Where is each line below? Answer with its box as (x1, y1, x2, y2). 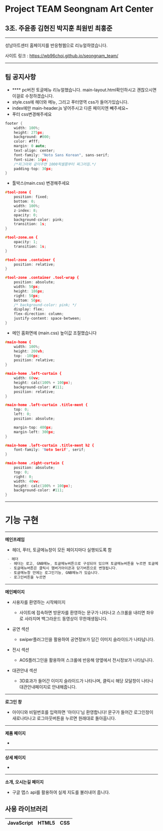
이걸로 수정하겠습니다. (12, 93, 54, 98)
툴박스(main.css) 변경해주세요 (12, 180, 70, 186)
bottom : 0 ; (14, 199, 36, 204)
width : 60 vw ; (14, 376, 40, 381)
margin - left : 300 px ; (14, 429, 55, 434)
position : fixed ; (14, 194, 49, 199)
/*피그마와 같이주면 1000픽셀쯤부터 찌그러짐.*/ (14, 162, 97, 167)
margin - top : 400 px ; (14, 425, 53, 430)
